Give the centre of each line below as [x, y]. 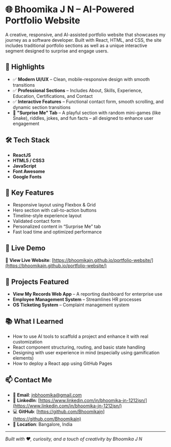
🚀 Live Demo [25, 248]
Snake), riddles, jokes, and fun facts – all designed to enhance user [83, 118]
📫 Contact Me [29, 380]
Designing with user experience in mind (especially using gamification [86, 352]
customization [27, 341]
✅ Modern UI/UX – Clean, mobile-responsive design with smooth [81, 79]
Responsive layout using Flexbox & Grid [54, 205]
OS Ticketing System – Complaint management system [71, 305]
